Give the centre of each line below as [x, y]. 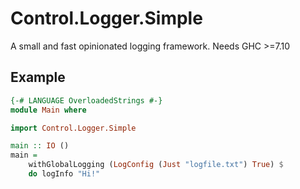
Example [38, 77]
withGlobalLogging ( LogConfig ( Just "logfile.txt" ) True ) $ [156, 165]
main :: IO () [40, 146]
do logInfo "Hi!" [64, 174]
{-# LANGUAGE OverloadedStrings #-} [86, 100]
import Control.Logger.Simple [73, 128]
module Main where [48, 110]
